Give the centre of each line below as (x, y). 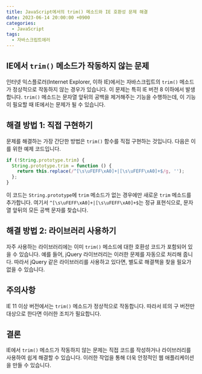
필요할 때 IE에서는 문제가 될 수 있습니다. (59, 104)
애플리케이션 (180, 358)
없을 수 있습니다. (26, 269)
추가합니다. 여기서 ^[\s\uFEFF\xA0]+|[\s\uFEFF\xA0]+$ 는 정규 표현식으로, (94, 202)
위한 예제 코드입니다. (37, 148)
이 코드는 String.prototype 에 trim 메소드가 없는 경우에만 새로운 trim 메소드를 (99, 195)
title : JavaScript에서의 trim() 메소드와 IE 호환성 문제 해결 (77, 12)
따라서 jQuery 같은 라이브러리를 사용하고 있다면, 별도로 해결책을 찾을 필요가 (103, 261)
